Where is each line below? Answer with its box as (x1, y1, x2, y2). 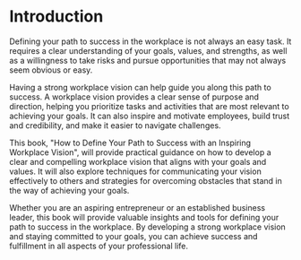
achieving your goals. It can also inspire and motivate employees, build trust (9, 110, 289, 121)
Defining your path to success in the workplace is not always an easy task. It (9, 36, 292, 47)
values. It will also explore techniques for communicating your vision (9, 166, 262, 177)
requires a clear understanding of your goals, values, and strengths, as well (9, 45, 288, 56)
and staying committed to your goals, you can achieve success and (9, 230, 258, 241)
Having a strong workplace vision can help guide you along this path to (9, 82, 271, 92)
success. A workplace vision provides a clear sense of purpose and (9, 91, 260, 102)
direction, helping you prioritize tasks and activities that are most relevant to (9, 100, 289, 111)
